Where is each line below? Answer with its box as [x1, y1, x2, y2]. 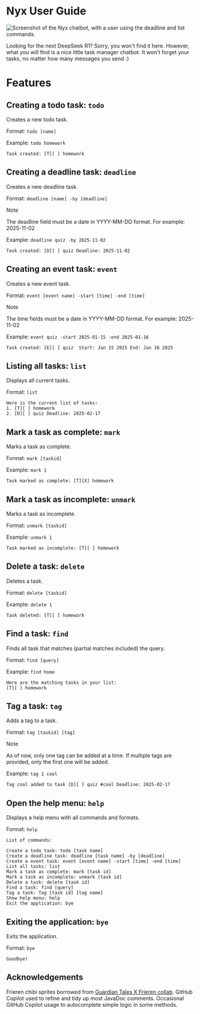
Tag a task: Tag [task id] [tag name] [6, 890, 103, 896]
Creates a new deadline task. [6, 183, 78, 190]
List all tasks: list [6, 864, 61, 870]
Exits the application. [6, 933, 58, 940]
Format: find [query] [6, 656, 59, 663]
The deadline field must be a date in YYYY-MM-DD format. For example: [6, 218, 185, 225]
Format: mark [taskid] [6, 455, 62, 462]
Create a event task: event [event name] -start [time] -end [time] [6, 858, 181, 864]
